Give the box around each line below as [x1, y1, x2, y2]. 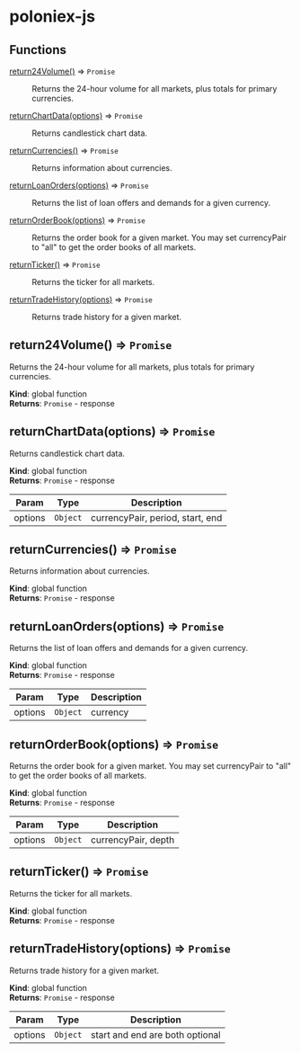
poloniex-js [9, 6, 96, 27]
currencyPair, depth [91, 834, 175, 846]
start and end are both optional [91, 1028, 222, 1040]
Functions [9, 42, 67, 58]
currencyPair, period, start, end [91, 511, 223, 523]
